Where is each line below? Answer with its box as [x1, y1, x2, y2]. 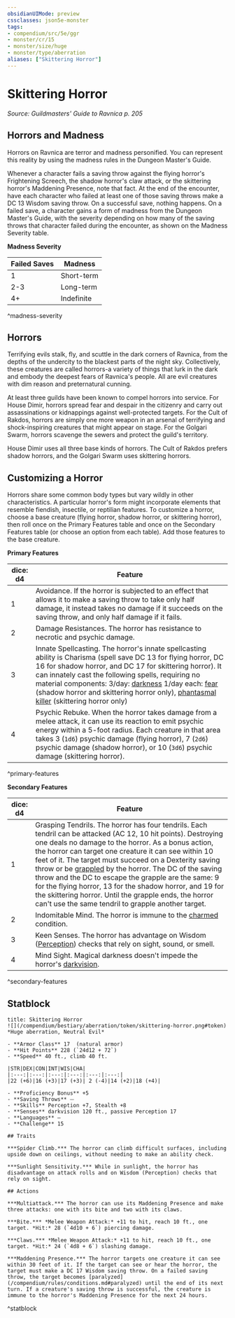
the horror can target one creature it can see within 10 [34, 847, 213, 856]
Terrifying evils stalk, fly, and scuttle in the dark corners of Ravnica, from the [7, 350, 228, 359]
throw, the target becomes [7, 1273, 86, 1280]
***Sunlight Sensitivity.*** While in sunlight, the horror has [7, 1163, 199, 1170]
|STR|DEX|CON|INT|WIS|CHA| [7, 1065, 86, 1072]
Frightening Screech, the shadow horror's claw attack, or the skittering [7, 176, 211, 185]
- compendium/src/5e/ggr [7, 29, 80, 37]
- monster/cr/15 [7, 36, 55, 43]
